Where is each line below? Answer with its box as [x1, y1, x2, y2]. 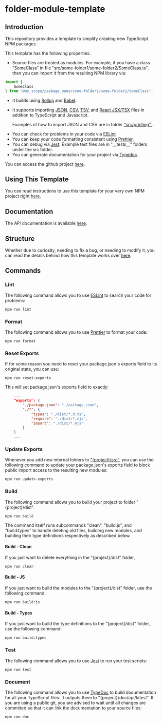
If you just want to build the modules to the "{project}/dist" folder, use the [5, 585, 152, 591]
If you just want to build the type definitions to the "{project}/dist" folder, [5, 621, 150, 627]
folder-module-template [5, 3, 106, 15]
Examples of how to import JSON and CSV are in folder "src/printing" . [12, 121, 154, 127]
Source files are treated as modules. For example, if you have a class [12, 60, 150, 65]
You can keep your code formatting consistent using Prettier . [12, 136, 134, 142]
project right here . [5, 193, 41, 199]
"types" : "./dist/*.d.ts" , [31, 412, 86, 417]
